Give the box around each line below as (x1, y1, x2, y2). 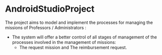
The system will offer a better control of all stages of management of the (12, 34, 157, 40)
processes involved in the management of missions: (12, 39, 116, 45)
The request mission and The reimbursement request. (19, 44, 127, 50)
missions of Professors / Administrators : (5, 24, 86, 30)
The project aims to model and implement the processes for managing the (5, 19, 153, 25)
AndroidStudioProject (5, 3, 95, 15)
